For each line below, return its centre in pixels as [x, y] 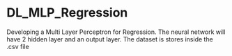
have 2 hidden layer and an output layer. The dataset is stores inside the [110, 39]
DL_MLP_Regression [67, 13]
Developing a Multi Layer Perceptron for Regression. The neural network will [116, 32]
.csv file [18, 46]
